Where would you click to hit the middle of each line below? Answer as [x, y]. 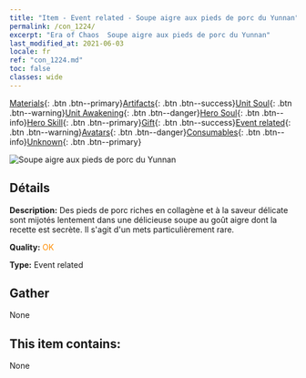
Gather [30, 293]
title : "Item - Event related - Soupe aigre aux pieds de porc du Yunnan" [154, 18]
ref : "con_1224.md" [46, 60]
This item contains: [65, 344]
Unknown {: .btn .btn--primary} [84, 141]
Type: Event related [46, 264]
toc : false [30, 69]
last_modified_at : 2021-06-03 [67, 43]
